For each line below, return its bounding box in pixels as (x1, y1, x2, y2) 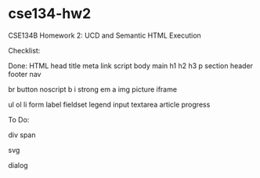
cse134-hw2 (8, 5, 92, 23)
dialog (8, 160, 29, 169)
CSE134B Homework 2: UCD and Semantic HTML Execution (8, 31, 201, 40)
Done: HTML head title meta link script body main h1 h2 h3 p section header (8, 60, 253, 71)
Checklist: (8, 45, 41, 55)
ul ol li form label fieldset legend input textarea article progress (8, 100, 211, 109)
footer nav (8, 69, 42, 78)
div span (8, 130, 36, 140)
